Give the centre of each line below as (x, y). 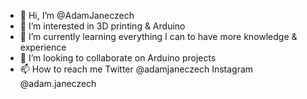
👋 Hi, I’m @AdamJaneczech (77, 15)
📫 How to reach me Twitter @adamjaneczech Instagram (136, 69)
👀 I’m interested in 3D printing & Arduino (102, 26)
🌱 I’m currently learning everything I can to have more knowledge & (158, 36)
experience (43, 47)
